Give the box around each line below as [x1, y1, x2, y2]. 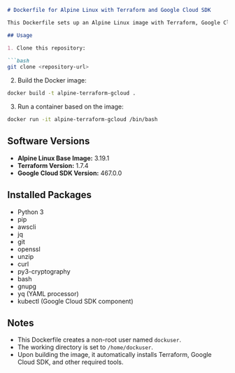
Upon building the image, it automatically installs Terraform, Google [17, 351, 212, 359]
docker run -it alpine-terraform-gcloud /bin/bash [7, 116, 158, 123]
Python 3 [17, 207, 44, 216]
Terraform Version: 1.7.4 [17, 161, 89, 169]
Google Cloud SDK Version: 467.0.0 [17, 169, 122, 177]
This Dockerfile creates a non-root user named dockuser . [17, 336, 182, 344]
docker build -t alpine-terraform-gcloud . [7, 90, 136, 97]
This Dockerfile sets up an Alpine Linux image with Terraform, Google [7, 19, 220, 26]
